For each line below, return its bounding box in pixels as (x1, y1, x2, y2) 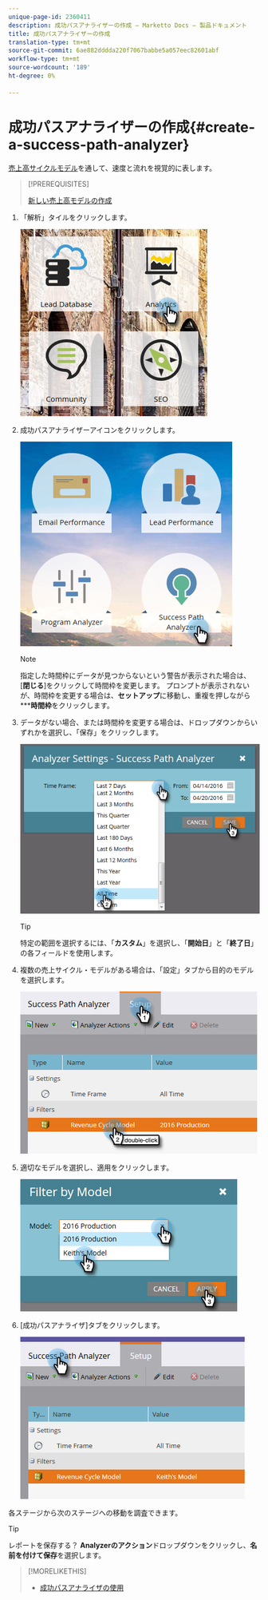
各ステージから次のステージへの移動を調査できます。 (8, 1507, 183, 1517)
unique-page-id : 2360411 (8, 13, 91, 21)
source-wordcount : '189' (8, 64, 91, 72)
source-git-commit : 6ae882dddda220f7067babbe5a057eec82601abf (8, 46, 219, 55)
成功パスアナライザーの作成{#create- (8, 118, 255, 136)
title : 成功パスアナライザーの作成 (8, 30, 111, 38)
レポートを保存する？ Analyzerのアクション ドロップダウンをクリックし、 (8, 1540, 250, 1550)
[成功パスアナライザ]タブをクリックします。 (19, 1320, 165, 1329)
